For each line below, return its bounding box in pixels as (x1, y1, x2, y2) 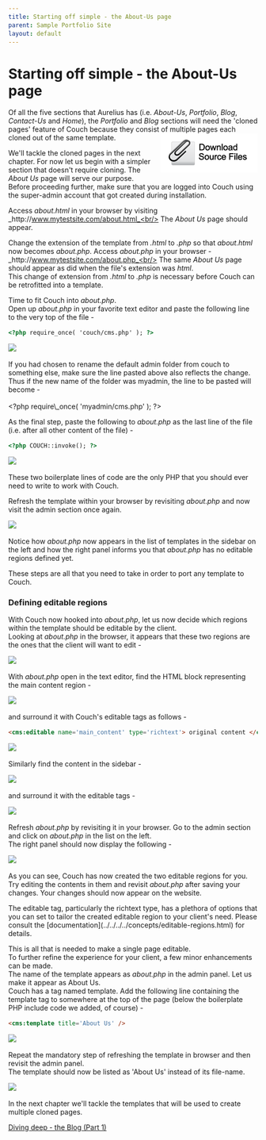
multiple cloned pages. (8, 1107, 83, 1117)
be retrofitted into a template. (8, 280, 104, 290)
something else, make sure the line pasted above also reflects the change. (8, 368, 251, 378)
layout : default (8, 29, 62, 37)
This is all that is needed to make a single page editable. (8, 944, 192, 954)
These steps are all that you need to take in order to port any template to (8, 569, 245, 578)
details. (8, 929, 32, 938)
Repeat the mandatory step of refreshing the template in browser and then (8, 1050, 251, 1060)
